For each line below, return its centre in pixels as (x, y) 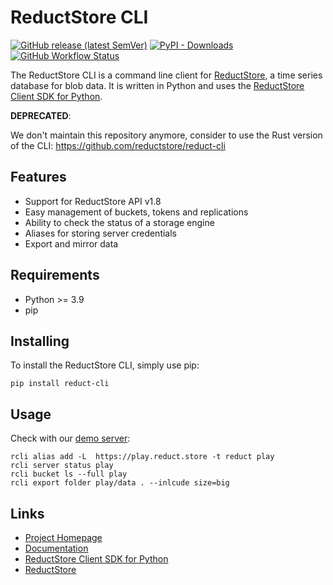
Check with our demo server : (70, 438)
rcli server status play (62, 466)
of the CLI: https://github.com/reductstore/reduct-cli (118, 145)
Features (38, 177)
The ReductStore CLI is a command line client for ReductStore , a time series (166, 75)
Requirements (55, 275)
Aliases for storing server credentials (100, 233)
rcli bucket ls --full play (69, 474)
